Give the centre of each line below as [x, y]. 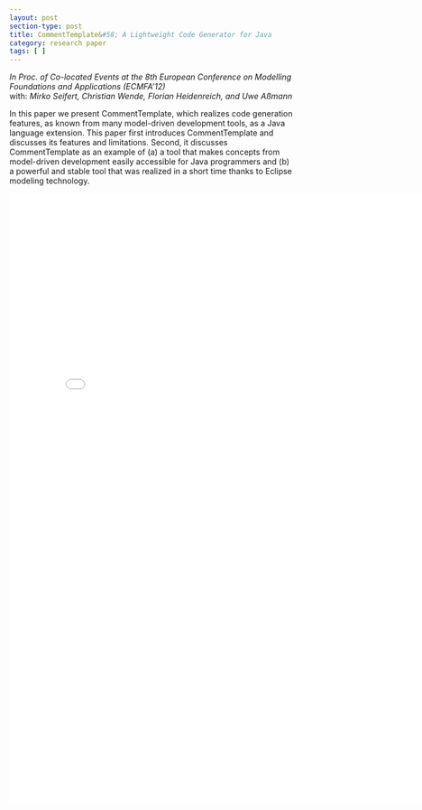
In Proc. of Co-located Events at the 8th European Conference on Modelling [151, 77]
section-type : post [46, 26]
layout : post [34, 18]
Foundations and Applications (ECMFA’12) [87, 87]
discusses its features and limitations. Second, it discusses [119, 143]
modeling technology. [50, 181]
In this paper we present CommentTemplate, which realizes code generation [151, 114]
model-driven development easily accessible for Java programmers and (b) [150, 162]
